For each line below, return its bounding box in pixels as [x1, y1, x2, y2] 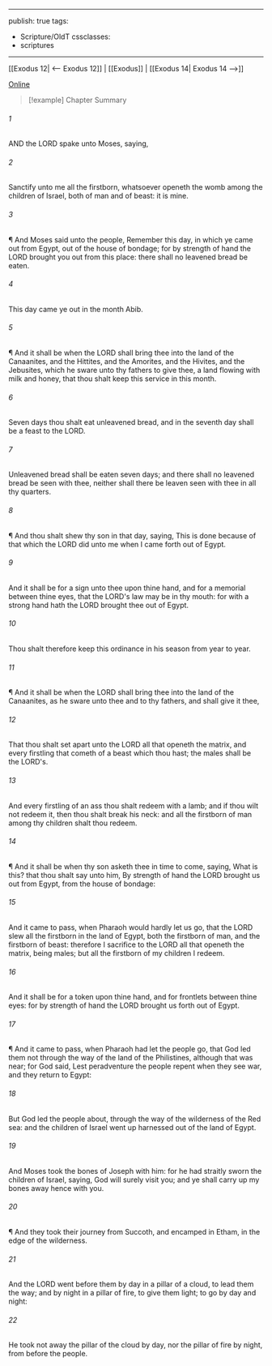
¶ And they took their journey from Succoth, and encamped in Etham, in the [8, 1227, 261, 1237]
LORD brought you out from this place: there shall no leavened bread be [8, 252, 249, 262]
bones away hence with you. [8, 1183, 104, 1193]
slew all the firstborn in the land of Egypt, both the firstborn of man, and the [8, 931, 261, 941]
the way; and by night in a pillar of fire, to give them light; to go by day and [8, 1288, 257, 1298]
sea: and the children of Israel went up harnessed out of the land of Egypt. [8, 1122, 257, 1132]
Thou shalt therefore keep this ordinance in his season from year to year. [8, 644, 251, 653]
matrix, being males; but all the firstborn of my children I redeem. [8, 948, 225, 958]
